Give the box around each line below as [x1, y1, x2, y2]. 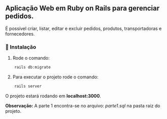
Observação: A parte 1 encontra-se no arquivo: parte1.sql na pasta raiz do [5, 102, 160, 108]
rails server [14, 84, 42, 89]
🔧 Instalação [5, 43, 36, 50]
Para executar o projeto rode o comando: [12, 73, 99, 80]
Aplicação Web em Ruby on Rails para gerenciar [5, 4, 160, 13]
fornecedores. [5, 30, 35, 37]
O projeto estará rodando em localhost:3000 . [5, 93, 101, 99]
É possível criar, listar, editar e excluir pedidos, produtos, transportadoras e [5, 25, 162, 31]
